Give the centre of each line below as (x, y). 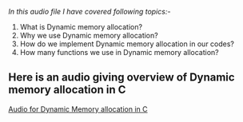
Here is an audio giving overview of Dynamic (121, 78)
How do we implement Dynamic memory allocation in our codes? (127, 44)
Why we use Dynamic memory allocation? (89, 35)
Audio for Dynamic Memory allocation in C (78, 109)
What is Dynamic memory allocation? (81, 27)
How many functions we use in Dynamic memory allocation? (119, 52)
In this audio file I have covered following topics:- (90, 12)
